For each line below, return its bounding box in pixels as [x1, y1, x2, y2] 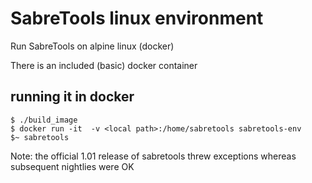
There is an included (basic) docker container [10, 59, 198, 71]
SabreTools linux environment [10, 7, 264, 30]
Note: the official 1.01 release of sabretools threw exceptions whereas [10, 150, 297, 162]
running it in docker [10, 88, 135, 106]
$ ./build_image [10, 115, 78, 125]
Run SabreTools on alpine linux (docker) [10, 40, 175, 52]
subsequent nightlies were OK [10, 160, 135, 172]
